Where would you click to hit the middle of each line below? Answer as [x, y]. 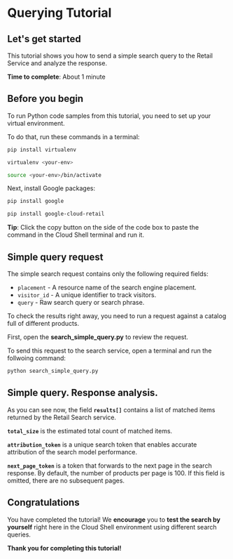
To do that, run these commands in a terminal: [73, 137]
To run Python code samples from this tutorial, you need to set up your [109, 116]
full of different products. [43, 323]
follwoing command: [37, 358]
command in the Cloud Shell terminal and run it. [76, 235]
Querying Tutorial [59, 13]
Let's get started [44, 39]
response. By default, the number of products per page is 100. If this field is [116, 473]
